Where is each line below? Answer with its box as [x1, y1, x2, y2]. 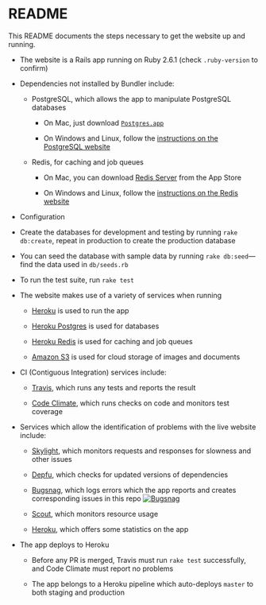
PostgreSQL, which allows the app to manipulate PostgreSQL [31, 94, 232, 103]
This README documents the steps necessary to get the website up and [8, 31, 246, 41]
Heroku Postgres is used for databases [31, 321, 160, 331]
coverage [31, 406, 64, 416]
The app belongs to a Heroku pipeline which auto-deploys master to [31, 579, 254, 588]
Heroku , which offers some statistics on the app [31, 524, 189, 533]
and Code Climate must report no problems [31, 564, 174, 573]
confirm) [19, 63, 48, 72]
